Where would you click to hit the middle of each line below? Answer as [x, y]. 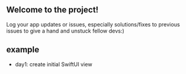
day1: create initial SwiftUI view [53, 64]
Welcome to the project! [52, 10]
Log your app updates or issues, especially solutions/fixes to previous [93, 24]
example [23, 50]
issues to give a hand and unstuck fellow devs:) [66, 31]
